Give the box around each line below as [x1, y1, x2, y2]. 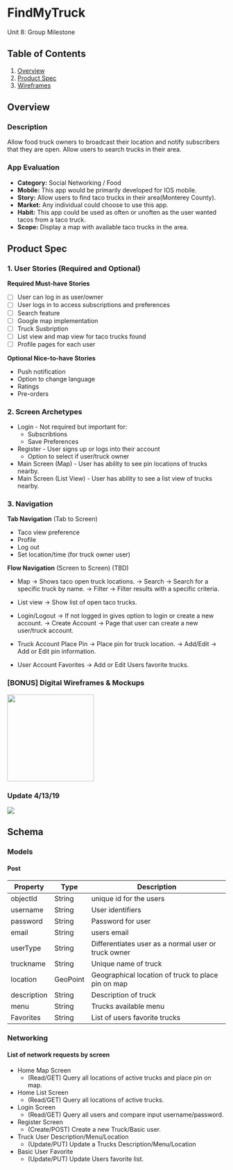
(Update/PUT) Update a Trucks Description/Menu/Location [27, 1139, 196, 1148]
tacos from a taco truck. [17, 215, 87, 224]
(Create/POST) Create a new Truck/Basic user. [27, 1125, 162, 1133]
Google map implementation [17, 316, 98, 324]
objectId [10, 893, 38, 903]
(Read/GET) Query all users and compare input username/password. [27, 1110, 224, 1119]
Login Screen [17, 1103, 55, 1111]
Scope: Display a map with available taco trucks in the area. [17, 222, 189, 231]
